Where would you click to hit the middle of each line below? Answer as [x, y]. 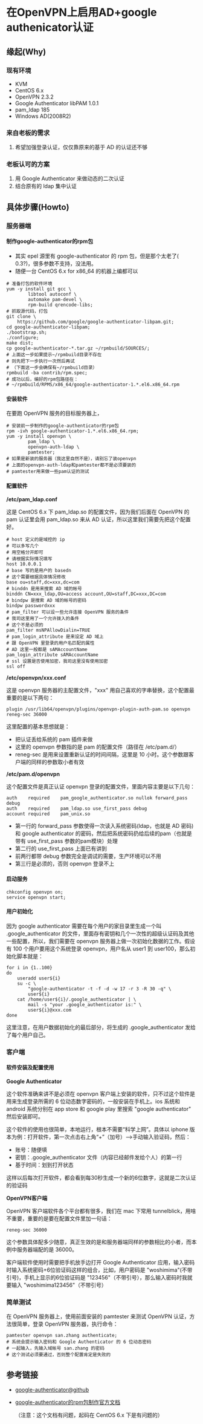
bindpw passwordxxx [31, 606]
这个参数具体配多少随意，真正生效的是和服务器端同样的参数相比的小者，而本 [101, 1242]
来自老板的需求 [28, 132]
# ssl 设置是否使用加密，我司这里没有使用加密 [57, 662]
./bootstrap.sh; [27, 332]
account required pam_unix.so [48, 814]
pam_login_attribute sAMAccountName [52, 655]
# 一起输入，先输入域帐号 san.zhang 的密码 [55, 1348]
